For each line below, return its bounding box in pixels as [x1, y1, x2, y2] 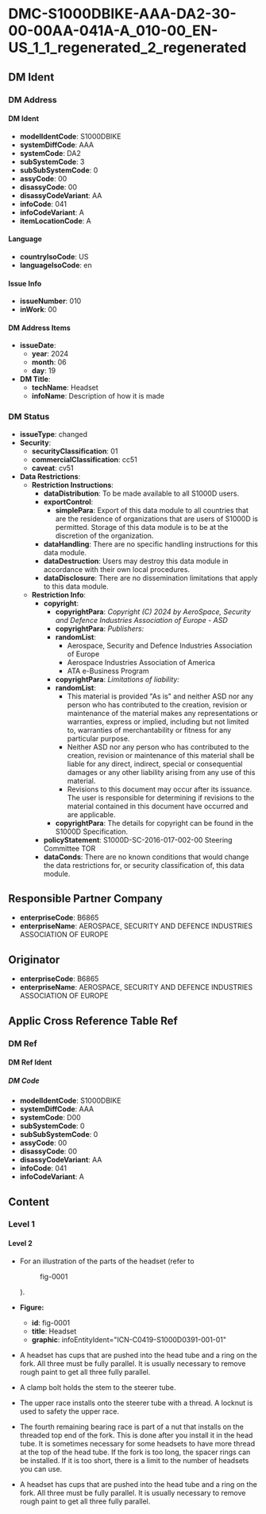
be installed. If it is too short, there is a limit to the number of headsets [19, 1455, 249, 1465]
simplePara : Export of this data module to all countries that [55, 505, 249, 515]
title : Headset [31, 1326, 77, 1336]
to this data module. [43, 582, 109, 591]
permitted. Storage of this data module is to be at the [55, 522, 229, 531]
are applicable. [67, 809, 116, 819]
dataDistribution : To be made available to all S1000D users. [43, 488, 240, 498]
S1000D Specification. [55, 827, 129, 836]
